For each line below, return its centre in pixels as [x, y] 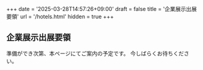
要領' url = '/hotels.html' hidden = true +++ [60, 16]
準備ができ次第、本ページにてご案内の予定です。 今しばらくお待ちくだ [95, 53]
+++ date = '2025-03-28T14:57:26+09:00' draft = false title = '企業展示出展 [102, 9]
